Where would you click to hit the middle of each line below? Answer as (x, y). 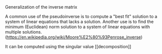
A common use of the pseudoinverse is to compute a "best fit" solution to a (81, 16)
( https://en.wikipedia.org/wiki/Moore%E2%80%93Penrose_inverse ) (74, 37)
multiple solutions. (24, 32)
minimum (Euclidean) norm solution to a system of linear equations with (78, 27)
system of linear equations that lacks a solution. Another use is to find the (79, 22)
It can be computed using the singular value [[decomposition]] (68, 46)
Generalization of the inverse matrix (41, 7)
